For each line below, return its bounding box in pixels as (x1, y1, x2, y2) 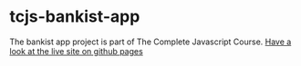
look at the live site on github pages (9, 45, 143, 56)
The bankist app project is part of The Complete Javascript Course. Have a (9, 36, 292, 47)
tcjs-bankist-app (9, 6, 140, 27)
